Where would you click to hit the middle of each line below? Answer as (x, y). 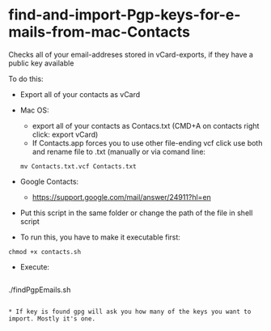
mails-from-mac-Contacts (99, 32)
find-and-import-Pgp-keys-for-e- (125, 15)
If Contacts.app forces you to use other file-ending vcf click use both (147, 142)
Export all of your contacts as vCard (80, 94)
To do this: (26, 79)
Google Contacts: (49, 181)
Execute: (35, 267)
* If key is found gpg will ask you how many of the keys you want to (130, 312)
